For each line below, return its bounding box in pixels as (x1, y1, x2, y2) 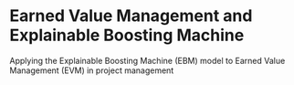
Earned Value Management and (9, 5, 253, 27)
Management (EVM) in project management (9, 65, 174, 76)
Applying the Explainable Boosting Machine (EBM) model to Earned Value (9, 55, 286, 66)
